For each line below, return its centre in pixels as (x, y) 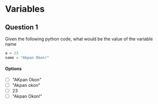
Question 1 (22, 27)
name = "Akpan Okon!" (27, 57)
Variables (25, 9)
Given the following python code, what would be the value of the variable (79, 39)
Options (13, 69)
